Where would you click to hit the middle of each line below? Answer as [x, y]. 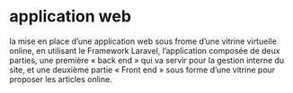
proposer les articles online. [61, 79]
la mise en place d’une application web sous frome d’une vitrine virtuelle [143, 41]
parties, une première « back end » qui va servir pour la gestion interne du [147, 60]
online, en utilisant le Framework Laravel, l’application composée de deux [145, 50]
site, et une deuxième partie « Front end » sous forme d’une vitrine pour [142, 70]
